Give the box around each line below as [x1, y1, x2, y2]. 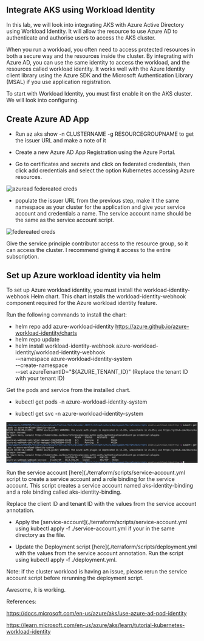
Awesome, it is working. [6, 586, 66, 594]
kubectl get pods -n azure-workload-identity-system [15, 398, 148, 405]
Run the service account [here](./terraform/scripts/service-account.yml [6, 469, 185, 477]
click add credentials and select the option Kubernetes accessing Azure [15, 167, 195, 174]
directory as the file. [15, 531, 66, 539]
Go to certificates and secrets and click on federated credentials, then [15, 160, 191, 167]
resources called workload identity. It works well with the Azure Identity [6, 65, 185, 72]
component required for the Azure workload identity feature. [6, 299, 158, 307]
